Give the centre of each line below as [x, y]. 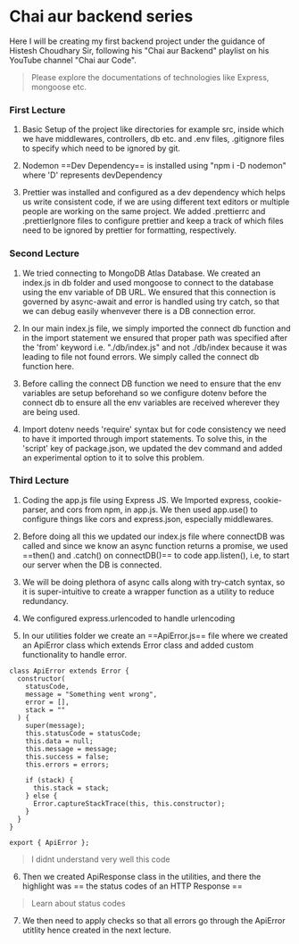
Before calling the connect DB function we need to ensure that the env [152, 383]
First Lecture [37, 110]
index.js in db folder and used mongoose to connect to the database [148, 282]
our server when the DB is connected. [92, 565]
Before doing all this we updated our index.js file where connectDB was [154, 536]
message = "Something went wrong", [91, 694]
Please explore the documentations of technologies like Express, [150, 77]
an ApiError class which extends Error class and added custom [138, 645]
